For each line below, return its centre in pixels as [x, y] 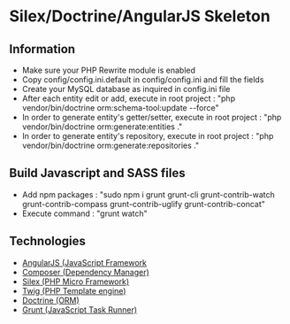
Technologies [48, 241]
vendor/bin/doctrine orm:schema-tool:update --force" [120, 108]
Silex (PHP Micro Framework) [76, 282]
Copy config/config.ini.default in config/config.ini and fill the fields [143, 80]
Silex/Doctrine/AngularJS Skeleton [140, 16]
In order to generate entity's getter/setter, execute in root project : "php [152, 117]
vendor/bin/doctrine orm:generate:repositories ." [111, 145]
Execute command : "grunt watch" [84, 213]
